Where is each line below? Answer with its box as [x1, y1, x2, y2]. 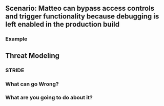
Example [5, 35, 28, 43]
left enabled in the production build [5, 20, 119, 29]
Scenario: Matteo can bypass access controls [5, 4, 155, 13]
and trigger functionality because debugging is [5, 12, 159, 21]
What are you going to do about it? [5, 94, 93, 101]
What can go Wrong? [5, 80, 59, 88]
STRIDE [5, 67, 25, 74]
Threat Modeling [5, 51, 60, 60]
